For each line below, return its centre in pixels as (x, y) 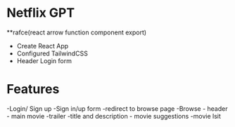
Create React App (43, 46)
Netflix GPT (41, 13)
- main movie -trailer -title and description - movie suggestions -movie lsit (114, 116)
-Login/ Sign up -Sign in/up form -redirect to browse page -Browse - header (117, 108)
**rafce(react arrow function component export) (77, 32)
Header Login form (44, 60)
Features (33, 89)
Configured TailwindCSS (52, 53)
